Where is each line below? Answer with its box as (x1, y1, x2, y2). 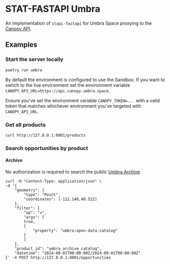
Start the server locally (5, 56, 64, 63)
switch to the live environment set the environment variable (5, 82, 131, 88)
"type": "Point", (24, 192, 60, 198)
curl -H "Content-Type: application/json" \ (5, 179, 102, 184)
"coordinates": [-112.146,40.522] (24, 197, 97, 202)
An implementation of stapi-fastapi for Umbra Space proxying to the (5, 20, 152, 26)
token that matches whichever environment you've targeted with (5, 103, 142, 109)
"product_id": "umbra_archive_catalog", (14, 246, 102, 252)
